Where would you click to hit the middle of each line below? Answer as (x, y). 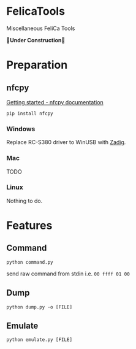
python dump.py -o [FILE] (39, 307)
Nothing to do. (25, 201)
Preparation (37, 65)
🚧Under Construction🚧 (36, 40)
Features (29, 226)
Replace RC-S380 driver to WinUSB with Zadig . (66, 142)
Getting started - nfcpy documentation (55, 102)
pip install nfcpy (30, 113)
